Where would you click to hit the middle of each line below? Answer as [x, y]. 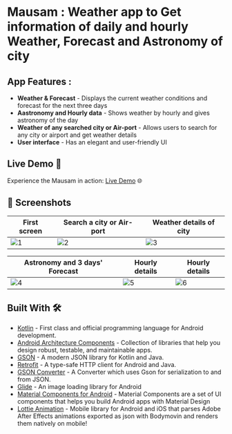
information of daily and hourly [98, 27]
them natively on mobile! [52, 424]
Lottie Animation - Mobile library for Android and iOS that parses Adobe [119, 409]
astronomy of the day [48, 120]
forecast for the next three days [62, 105]
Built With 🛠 [35, 308]
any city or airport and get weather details [77, 135]
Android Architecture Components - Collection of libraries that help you [119, 343]
